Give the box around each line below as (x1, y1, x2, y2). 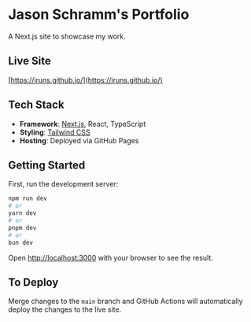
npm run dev (8, 194, 47, 202)
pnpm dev (8, 224, 37, 231)
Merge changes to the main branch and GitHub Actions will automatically (8, 297, 243, 306)
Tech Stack (8, 98, 65, 112)
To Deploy (8, 276, 59, 289)
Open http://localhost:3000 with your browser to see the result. (8, 253, 214, 262)
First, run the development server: (8, 180, 119, 189)
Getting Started (8, 158, 86, 172)
